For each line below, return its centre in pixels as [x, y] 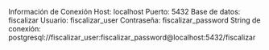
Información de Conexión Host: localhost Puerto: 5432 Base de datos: [124, 12]
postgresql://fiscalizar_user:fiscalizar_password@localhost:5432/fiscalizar [132, 37]
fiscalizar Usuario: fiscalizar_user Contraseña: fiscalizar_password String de [134, 20]
